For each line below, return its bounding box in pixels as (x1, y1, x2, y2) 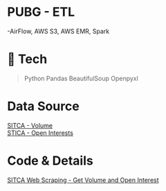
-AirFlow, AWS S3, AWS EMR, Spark (7, 27, 109, 35)
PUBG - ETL (7, 4, 75, 20)
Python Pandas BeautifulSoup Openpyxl (24, 74, 138, 82)
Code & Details (7, 153, 93, 168)
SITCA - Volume (7, 121, 53, 129)
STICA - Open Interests (7, 129, 74, 137)
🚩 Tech (7, 51, 48, 67)
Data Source (7, 98, 80, 114)
